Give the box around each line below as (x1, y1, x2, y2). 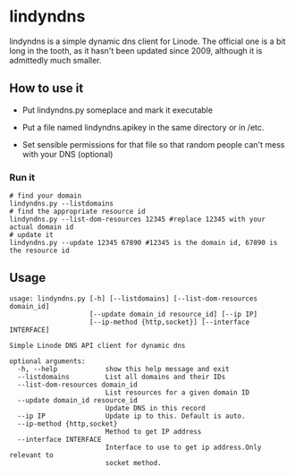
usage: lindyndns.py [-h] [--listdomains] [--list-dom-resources (9, 293, 257, 303)
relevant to (9, 450, 54, 460)
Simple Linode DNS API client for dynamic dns (9, 341, 186, 350)
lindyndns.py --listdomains (9, 199, 114, 208)
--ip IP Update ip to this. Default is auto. (17, 411, 246, 420)
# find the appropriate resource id (9, 208, 146, 216)
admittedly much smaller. (9, 55, 102, 65)
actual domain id (9, 223, 74, 232)
